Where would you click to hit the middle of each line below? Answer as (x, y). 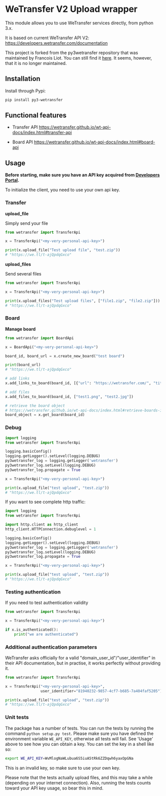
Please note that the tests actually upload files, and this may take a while (79, 777)
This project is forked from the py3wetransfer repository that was (72, 53)
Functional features (36, 115)
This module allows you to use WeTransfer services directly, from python (79, 23)
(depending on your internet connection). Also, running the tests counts (78, 783)
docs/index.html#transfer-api (42, 133)
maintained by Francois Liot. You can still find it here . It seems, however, (79, 58)
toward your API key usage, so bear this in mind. (54, 788)
